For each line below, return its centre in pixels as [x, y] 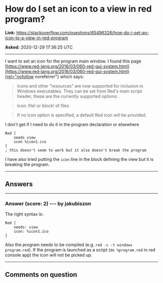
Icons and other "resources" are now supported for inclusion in [80, 86]
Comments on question [41, 275]
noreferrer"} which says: [59, 77]
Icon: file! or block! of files [43, 106]
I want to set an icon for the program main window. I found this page [73, 61]
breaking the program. [27, 164]
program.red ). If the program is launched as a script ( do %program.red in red [80, 250]
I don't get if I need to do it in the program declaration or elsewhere [72, 124]
